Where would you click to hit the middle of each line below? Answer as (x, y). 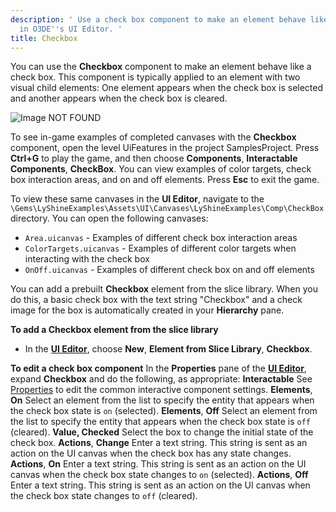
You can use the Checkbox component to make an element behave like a (161, 67)
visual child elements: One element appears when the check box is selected (167, 88)
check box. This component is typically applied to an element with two (155, 77)
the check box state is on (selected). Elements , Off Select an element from (164, 411)
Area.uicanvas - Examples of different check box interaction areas (161, 238)
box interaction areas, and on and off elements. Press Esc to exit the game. (165, 180)
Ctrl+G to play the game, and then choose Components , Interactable (154, 158)
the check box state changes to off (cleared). (104, 496)
